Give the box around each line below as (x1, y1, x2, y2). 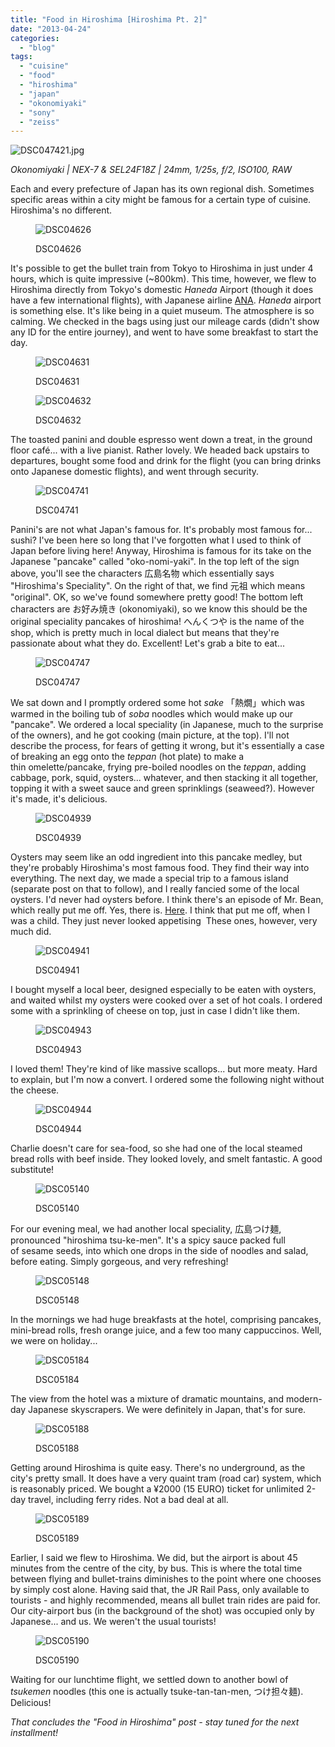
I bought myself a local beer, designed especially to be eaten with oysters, (10, 984, 317, 996)
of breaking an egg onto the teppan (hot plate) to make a (10, 751, 245, 763)
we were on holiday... (10, 1335, 98, 1347)
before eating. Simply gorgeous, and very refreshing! (10, 1256, 229, 1268)
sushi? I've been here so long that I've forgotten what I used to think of (10, 534, 302, 546)
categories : (10, 33, 60, 43)
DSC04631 (35, 376, 80, 388)
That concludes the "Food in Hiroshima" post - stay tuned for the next (10, 1716, 300, 1728)
